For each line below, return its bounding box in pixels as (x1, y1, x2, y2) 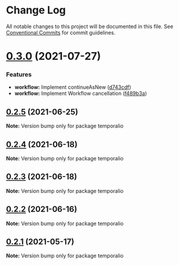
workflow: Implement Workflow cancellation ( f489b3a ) (14, 90, 148, 97)
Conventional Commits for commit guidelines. (6, 29, 115, 36)
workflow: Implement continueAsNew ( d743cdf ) (14, 84, 131, 91)
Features (6, 71, 32, 79)
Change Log (6, 4, 66, 17)
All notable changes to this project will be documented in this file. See (6, 23, 174, 30)
